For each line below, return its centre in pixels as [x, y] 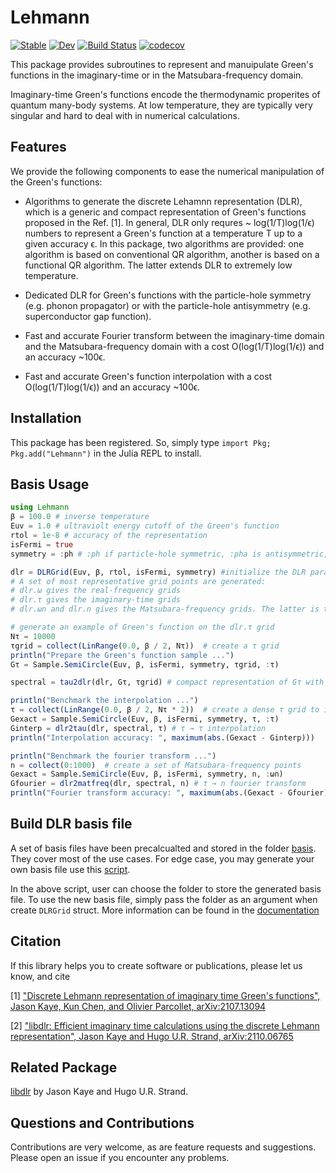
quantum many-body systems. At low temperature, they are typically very [161, 105]
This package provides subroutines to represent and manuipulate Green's [162, 64]
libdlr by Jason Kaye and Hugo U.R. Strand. [99, 1092]
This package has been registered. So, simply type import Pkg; [141, 442]
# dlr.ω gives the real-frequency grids [96, 591]
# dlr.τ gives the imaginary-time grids [96, 600]
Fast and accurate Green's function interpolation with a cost [148, 376]
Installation [46, 418]
